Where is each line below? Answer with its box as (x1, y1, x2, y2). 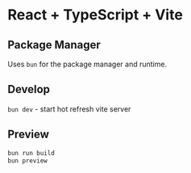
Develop (7, 82, 50, 96)
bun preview (7, 156, 48, 165)
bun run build (7, 149, 56, 157)
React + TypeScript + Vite (7, 6, 183, 24)
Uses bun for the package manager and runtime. (7, 59, 167, 69)
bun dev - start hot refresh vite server (7, 103, 131, 114)
